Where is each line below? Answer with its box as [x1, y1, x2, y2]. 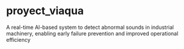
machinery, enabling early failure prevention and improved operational [6, 30, 179, 37]
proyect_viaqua [6, 4, 84, 18]
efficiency [6, 36, 31, 43]
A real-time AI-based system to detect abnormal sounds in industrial [6, 24, 174, 31]
